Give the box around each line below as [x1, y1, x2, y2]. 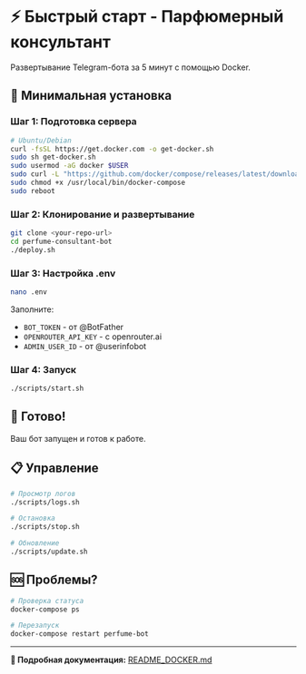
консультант [10, 32, 112, 53]
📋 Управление [10, 461, 99, 476]
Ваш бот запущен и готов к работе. [10, 433, 146, 444]
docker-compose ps [10, 604, 80, 614]
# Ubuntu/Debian [10, 136, 72, 145]
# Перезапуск [10, 621, 60, 630]
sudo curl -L [10, 170, 60, 179]
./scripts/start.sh [10, 384, 84, 394]
